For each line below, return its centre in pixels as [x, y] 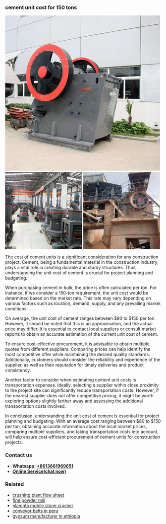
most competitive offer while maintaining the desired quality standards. [78, 355]
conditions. [17, 309]
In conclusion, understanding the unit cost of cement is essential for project [82, 416]
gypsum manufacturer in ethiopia [46, 516]
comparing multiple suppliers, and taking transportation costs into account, [82, 432]
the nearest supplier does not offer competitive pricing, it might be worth [79, 396]
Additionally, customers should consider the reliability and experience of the [83, 360]
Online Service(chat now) [39, 471]
